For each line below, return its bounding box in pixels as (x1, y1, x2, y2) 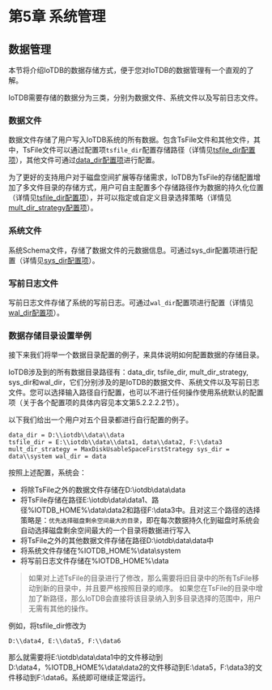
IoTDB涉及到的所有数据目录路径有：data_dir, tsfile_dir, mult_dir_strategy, (8, 367, 249, 377)
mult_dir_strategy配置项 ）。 (8, 203, 98, 213)
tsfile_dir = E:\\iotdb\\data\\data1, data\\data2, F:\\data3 (8, 438, 223, 446)
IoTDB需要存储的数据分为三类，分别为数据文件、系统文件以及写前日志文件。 (8, 93, 263, 102)
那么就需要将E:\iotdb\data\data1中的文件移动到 (8, 653, 164, 662)
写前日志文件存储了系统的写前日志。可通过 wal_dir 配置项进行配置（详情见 (8, 297, 254, 307)
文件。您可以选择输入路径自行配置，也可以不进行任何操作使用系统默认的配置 (8, 387, 264, 398)
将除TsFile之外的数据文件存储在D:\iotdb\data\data (19, 485, 186, 495)
